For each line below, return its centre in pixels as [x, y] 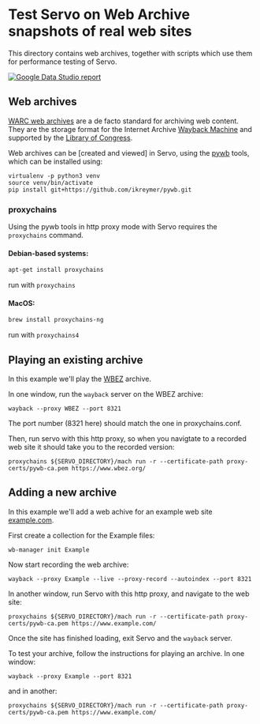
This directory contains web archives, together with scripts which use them [130, 53]
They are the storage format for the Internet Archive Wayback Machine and [130, 129]
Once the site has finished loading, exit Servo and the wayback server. [120, 638]
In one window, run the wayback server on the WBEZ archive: [106, 394]
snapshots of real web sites [100, 31]
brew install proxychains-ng [56, 320]
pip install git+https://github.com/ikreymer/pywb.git [100, 190]
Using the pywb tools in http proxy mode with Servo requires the [113, 227]
